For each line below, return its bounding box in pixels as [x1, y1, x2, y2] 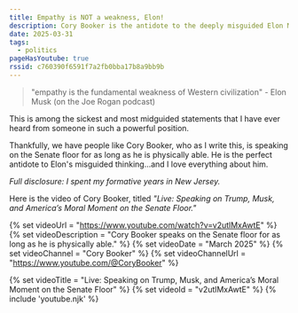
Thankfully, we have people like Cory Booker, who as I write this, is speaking [9, 139, 288, 151]
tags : [9, 37, 29, 47]
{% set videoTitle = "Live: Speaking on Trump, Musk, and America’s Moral [9, 274, 279, 285]
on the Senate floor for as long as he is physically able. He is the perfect [9, 149, 273, 160]
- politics [17, 46, 58, 55]
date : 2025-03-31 [9, 29, 74, 38]
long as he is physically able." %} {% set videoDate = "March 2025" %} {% [9, 239, 284, 249]
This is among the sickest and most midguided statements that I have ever [9, 113, 281, 124]
